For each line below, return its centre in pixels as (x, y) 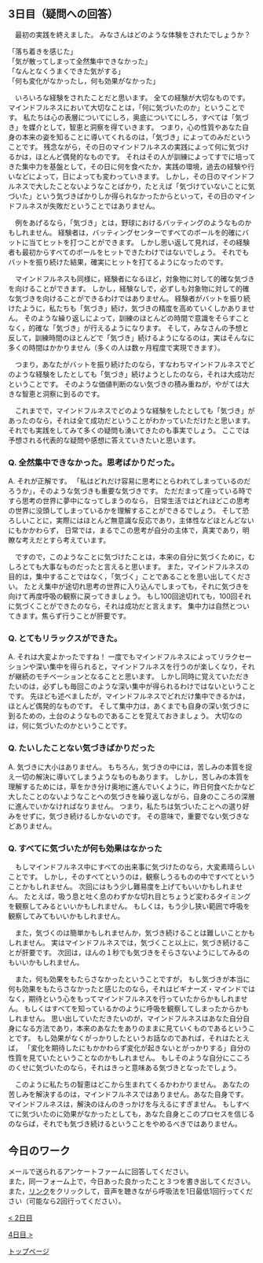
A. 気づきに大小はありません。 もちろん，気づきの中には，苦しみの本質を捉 (130, 767)
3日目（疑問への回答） (63, 14)
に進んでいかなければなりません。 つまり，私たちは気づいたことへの (119, 806)
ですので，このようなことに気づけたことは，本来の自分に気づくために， (131, 557)
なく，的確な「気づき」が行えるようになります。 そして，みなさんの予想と (129, 328)
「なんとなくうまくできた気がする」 (66, 71)
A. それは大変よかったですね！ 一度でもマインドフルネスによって (113, 657)
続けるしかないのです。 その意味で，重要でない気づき (156, 816)
